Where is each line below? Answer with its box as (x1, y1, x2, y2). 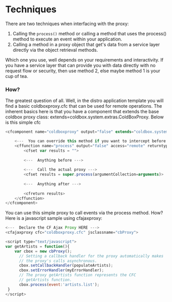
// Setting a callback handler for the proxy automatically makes (18, 253, 164, 258)
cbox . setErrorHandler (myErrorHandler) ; (18, 268, 104, 273)
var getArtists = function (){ (5, 244, 70, 249)
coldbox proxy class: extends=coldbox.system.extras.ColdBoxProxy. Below (5, 114, 164, 120)
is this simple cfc (5, 119, 41, 126)
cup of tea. (5, 73, 28, 79)
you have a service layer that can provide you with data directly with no (5, 62, 156, 68)
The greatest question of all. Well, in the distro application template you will (5, 97, 164, 104)
